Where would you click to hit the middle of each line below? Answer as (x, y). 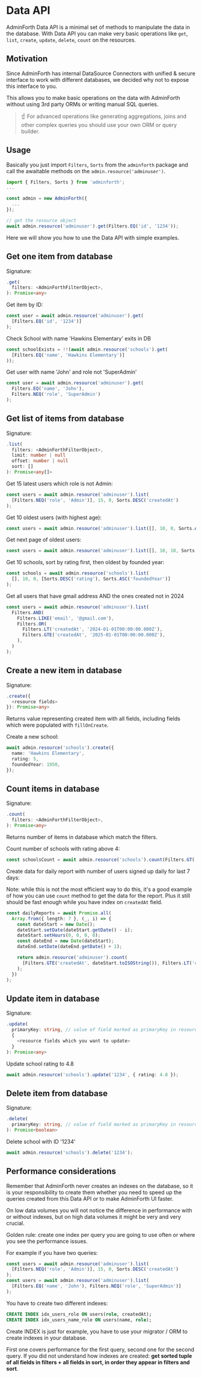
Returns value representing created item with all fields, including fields (93, 719)
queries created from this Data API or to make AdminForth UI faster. (90, 1198)
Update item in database (53, 998)
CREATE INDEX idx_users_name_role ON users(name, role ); (79, 1320)
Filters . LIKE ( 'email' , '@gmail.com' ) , (66, 618)
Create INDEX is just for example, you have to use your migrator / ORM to (97, 1331)
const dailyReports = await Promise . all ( (59, 913)
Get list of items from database (65, 419)
